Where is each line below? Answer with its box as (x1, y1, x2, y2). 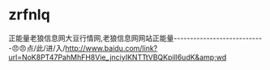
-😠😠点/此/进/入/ (8, 43, 66, 53)
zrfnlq (8, 6, 50, 24)
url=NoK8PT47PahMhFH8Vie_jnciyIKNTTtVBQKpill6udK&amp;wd (8, 52, 227, 62)
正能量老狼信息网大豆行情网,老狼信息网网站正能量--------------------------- (8, 33, 262, 43)
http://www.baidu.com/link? (64, 43, 158, 53)
